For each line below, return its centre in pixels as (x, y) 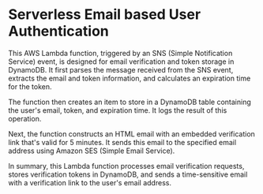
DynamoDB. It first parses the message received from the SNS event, (121, 69)
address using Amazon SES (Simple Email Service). (92, 151)
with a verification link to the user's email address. (90, 182)
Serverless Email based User (105, 15)
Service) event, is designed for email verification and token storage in (121, 62)
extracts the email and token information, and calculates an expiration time (130, 78)
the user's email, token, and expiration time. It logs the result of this (118, 110)
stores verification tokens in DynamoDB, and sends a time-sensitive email (128, 174)
